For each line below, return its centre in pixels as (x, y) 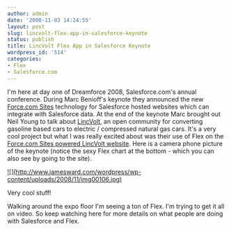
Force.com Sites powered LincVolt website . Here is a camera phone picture (115, 143)
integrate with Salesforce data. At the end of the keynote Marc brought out (114, 114)
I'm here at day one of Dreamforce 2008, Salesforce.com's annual (102, 92)
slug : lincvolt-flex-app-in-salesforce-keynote (78, 33)
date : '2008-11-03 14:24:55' (49, 20)
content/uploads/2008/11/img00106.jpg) (65, 179)
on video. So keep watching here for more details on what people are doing (115, 214)
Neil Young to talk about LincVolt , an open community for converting (105, 121)
